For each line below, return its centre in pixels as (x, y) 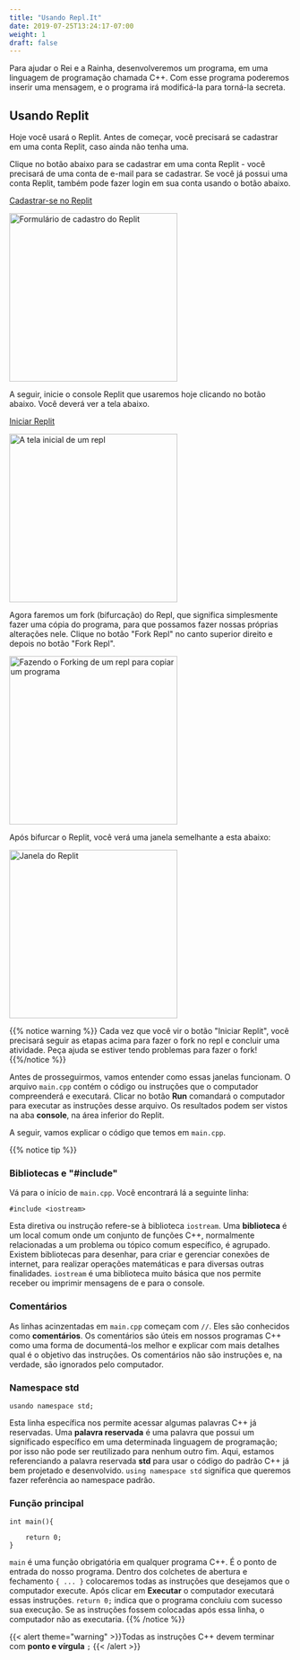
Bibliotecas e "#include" (64, 1173)
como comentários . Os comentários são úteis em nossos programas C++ (146, 1336)
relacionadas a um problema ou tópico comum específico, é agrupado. (140, 1245)
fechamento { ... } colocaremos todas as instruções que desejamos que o (150, 1581)
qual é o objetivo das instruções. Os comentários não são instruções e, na (146, 1355)
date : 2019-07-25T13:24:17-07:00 (72, 26)
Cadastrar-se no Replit (51, 201)
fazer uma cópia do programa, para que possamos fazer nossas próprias (144, 624)
